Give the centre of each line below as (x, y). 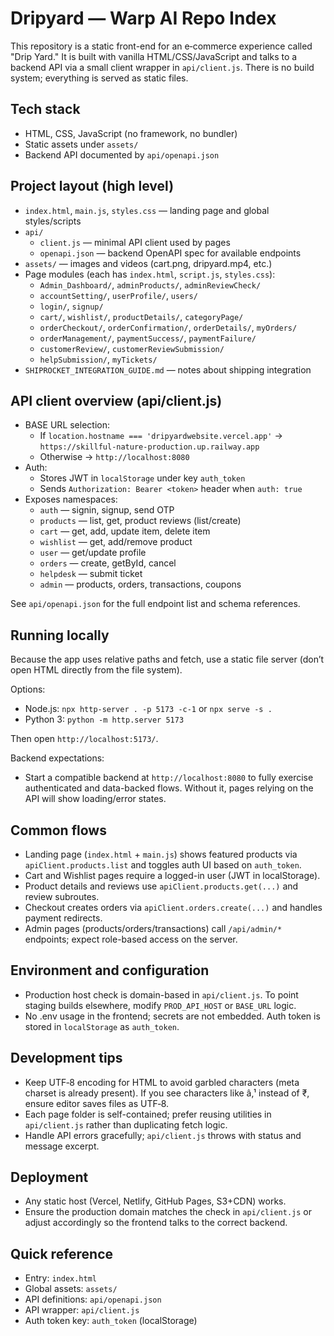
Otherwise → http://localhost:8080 (114, 457)
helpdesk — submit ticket (91, 574)
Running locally (60, 635)
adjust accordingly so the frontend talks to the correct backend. (156, 1223)
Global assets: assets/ (71, 1289)
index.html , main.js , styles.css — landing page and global (147, 210)
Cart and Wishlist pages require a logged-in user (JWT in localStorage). (172, 875)
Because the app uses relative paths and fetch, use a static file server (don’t (167, 659)
